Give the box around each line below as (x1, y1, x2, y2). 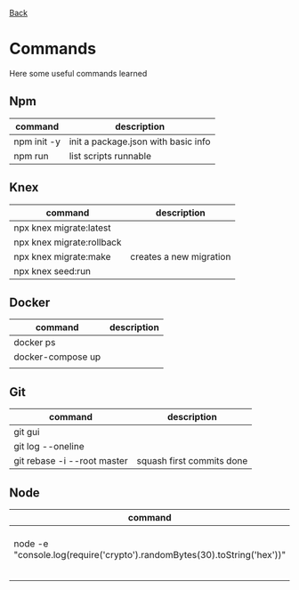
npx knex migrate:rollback (13, 236, 122, 248)
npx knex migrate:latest (13, 222, 111, 234)
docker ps (13, 336, 56, 349)
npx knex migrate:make (13, 250, 111, 263)
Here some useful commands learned (9, 68, 148, 78)
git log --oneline (13, 440, 85, 453)
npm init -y (13, 135, 61, 148)
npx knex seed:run (13, 264, 92, 277)
